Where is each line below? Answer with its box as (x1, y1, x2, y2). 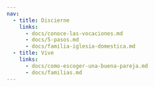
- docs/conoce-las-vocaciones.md (25, 29, 123, 37)
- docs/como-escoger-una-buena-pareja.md (25, 62, 149, 69)
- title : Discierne (13, 17, 70, 24)
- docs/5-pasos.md (25, 36, 79, 43)
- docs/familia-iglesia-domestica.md (25, 43, 136, 50)
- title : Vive (13, 50, 54, 57)
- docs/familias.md (25, 69, 82, 76)
